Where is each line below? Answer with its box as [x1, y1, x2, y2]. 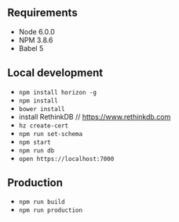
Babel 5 [18, 43, 44, 53]
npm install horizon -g [18, 88, 97, 96]
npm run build [18, 199, 65, 206]
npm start [18, 138, 52, 146]
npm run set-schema [18, 130, 83, 138]
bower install [18, 105, 65, 113]
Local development [7, 66, 104, 80]
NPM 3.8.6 [18, 35, 53, 45]
